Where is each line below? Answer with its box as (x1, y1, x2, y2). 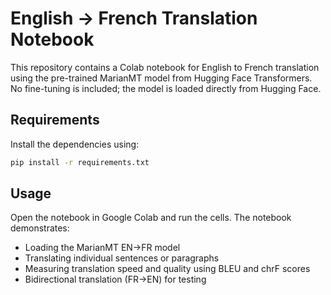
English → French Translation (10, 7, 258, 30)
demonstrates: (10, 222, 70, 234)
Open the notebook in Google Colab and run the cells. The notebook (10, 212, 292, 224)
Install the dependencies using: (10, 138, 140, 150)
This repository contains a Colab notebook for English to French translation (10, 61, 320, 73)
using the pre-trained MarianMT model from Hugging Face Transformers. (10, 72, 313, 84)
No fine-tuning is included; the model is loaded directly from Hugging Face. (10, 82, 322, 94)
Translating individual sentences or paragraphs (24, 252, 220, 264)
